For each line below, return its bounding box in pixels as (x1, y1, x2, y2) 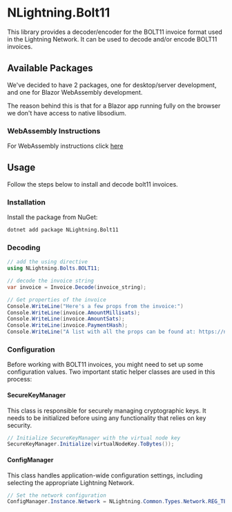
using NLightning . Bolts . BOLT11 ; (7, 265, 100, 272)
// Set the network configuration (7, 492, 107, 499)
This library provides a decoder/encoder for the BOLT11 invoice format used (7, 28, 222, 36)
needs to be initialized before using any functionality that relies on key (7, 413, 206, 422)
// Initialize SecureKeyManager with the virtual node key (7, 434, 181, 442)
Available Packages (7, 62, 93, 74)
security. (7, 421, 32, 429)
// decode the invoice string (7, 278, 95, 285)
